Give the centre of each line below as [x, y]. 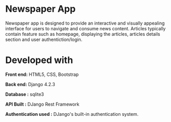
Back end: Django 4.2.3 [30, 84]
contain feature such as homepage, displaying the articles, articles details [83, 34]
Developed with [39, 60]
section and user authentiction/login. [44, 39]
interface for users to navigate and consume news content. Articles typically [86, 28]
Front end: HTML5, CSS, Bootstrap [42, 74]
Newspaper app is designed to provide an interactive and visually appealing [85, 23]
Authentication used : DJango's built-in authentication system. [72, 114]
